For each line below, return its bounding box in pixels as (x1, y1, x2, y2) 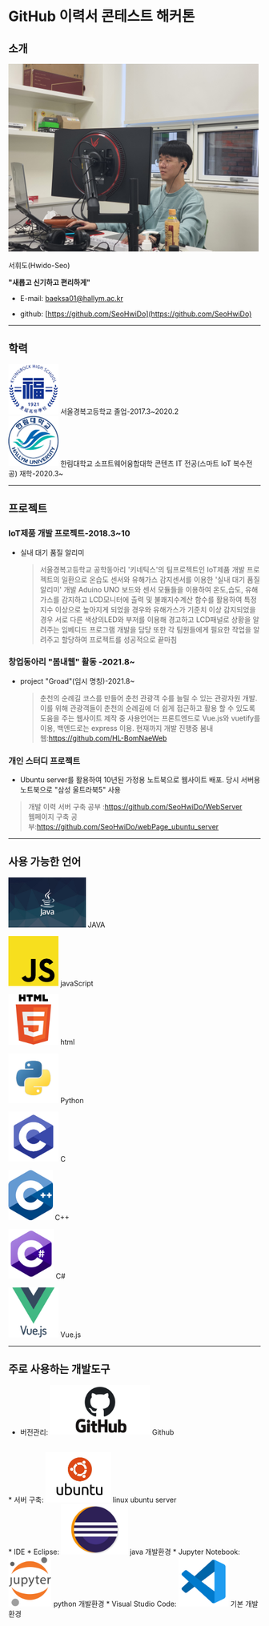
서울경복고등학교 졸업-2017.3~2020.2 (59, 406, 179, 416)
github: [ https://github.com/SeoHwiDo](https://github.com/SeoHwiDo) (19, 309, 252, 319)
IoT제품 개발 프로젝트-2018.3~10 (8, 528, 130, 539)
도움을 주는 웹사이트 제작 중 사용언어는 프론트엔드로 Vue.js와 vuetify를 (39, 713, 261, 723)
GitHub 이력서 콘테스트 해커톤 (8, 7, 195, 26)
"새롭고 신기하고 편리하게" (8, 278, 90, 287)
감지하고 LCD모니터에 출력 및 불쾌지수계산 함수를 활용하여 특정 (61, 594, 258, 604)
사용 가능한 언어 (8, 855, 82, 869)
